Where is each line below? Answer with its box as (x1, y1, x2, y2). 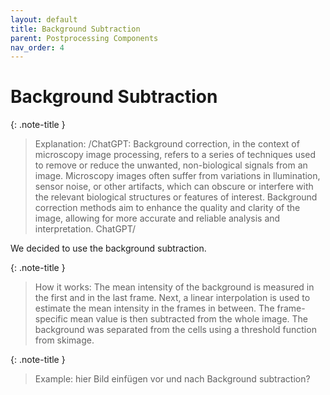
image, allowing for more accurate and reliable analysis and (34, 212, 281, 225)
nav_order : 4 (10, 42, 65, 53)
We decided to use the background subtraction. (10, 242, 207, 255)
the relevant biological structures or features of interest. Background (34, 191, 318, 203)
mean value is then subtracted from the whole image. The (69, 313, 308, 325)
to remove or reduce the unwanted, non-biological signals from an (34, 159, 308, 171)
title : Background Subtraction (10, 24, 141, 34)
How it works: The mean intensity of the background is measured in (34, 281, 315, 293)
